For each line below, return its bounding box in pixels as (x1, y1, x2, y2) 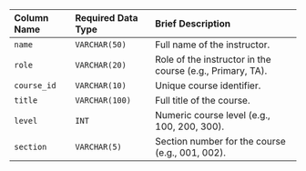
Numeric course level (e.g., (154, 109, 270, 121)
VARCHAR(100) (75, 96, 132, 106)
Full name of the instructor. (154, 38, 270, 51)
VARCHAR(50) (75, 40, 127, 49)
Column (14, 12, 49, 24)
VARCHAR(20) (75, 60, 127, 70)
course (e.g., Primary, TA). (154, 65, 268, 76)
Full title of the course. (154, 95, 250, 106)
